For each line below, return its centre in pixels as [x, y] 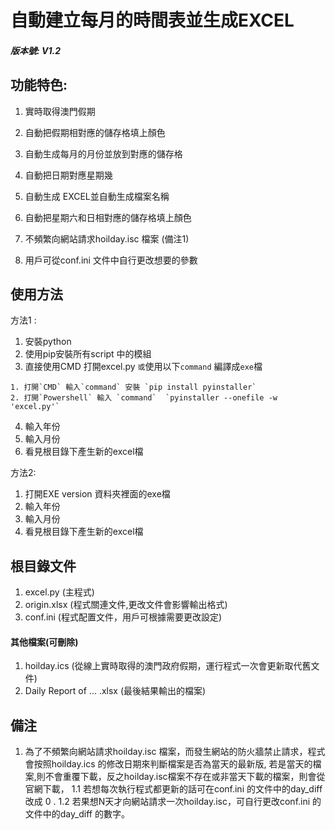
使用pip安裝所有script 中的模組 [88, 354]
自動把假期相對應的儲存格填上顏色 [95, 132]
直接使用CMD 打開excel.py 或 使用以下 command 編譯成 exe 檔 [143, 367]
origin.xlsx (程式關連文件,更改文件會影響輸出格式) [126, 605]
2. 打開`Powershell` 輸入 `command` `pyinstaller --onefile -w [144, 398]
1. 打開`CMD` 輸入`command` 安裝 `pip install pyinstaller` [133, 387]
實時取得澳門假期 [60, 111]
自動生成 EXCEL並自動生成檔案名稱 [97, 196]
